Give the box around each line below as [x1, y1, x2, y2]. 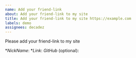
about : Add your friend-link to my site [5, 12, 88, 16]
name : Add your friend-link [5, 7, 62, 12]
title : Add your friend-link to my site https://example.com [5, 16, 132, 21]
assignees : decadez [5, 25, 45, 30]
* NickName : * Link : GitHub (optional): [5, 48, 79, 54]
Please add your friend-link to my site [5, 38, 80, 44]
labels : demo [5, 20, 32, 26]
